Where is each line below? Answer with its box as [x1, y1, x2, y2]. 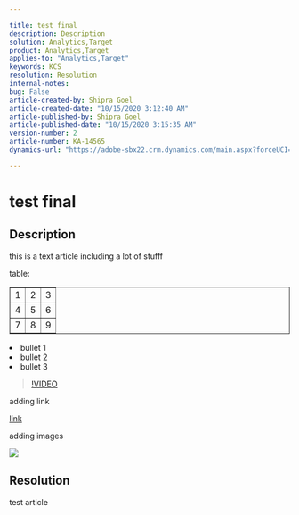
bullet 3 [20, 361, 48, 371]
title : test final [9, 21, 77, 29]
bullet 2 [20, 352, 48, 362]
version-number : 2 [9, 129, 77, 138]
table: [9, 268, 30, 278]
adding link [9, 395, 50, 406]
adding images [9, 430, 64, 441]
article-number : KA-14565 [9, 137, 105, 146]
